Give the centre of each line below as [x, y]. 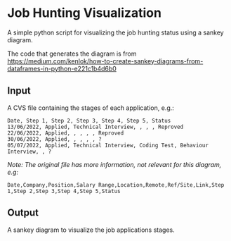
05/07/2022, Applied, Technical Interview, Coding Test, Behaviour [108, 145]
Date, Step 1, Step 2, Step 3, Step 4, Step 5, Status [89, 121]
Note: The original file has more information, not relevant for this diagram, [114, 164]
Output [23, 213]
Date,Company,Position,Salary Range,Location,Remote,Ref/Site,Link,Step [116, 185]
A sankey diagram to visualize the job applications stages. [91, 230]
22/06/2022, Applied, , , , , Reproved [66, 133]
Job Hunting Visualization [84, 13]
